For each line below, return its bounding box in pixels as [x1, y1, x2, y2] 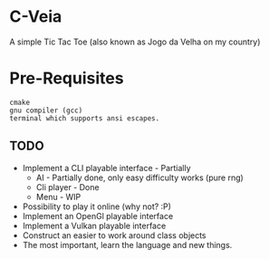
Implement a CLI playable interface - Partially [22, 162, 192, 173]
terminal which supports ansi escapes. [9, 113, 160, 123]
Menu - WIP [35, 191, 82, 202]
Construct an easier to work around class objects [22, 229, 207, 241]
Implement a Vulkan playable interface [22, 220, 167, 231]
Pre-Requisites [9, 68, 124, 89]
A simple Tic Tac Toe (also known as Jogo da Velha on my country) [9, 36, 261, 47]
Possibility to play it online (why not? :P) [22, 201, 172, 212]
